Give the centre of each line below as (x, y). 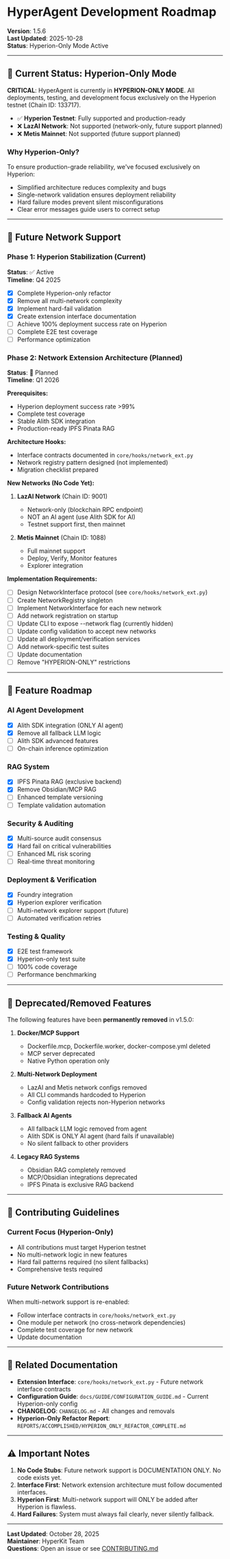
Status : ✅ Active (31, 272)
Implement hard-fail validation (59, 308)
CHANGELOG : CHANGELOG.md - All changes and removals (96, 1411)
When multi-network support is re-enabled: (68, 1302)
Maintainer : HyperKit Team (46, 1541)
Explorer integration (55, 566)
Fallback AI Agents (44, 1116)
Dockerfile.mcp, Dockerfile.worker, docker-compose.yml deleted (119, 1046)
